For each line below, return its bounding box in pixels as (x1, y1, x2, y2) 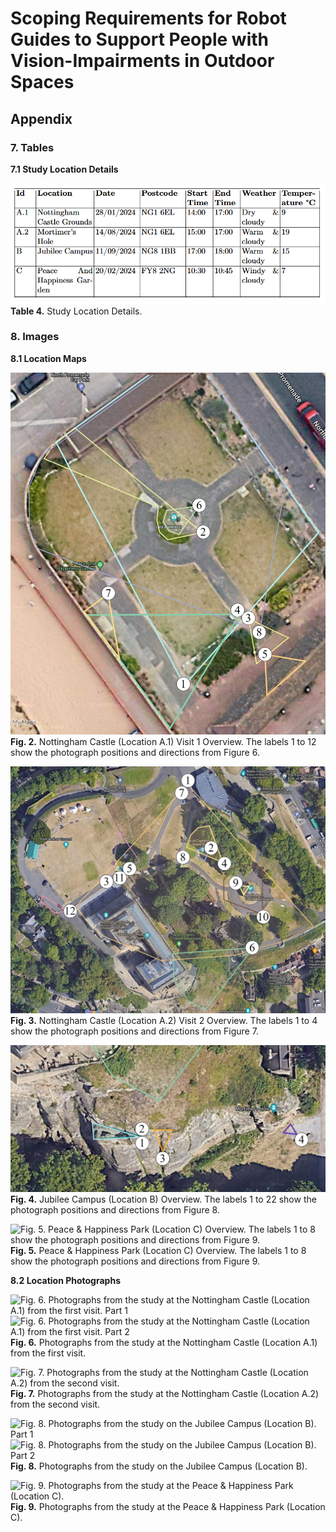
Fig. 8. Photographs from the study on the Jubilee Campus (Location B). (10, 1460, 308, 1472)
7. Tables (10, 140, 55, 154)
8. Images (10, 330, 60, 344)
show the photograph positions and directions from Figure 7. (10, 1025, 259, 1037)
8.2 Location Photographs (10, 1275, 121, 1287)
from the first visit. (10, 1347, 87, 1359)
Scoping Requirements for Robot (10, 7, 287, 30)
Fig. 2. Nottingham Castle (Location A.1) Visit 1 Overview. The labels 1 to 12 (10, 736, 317, 748)
